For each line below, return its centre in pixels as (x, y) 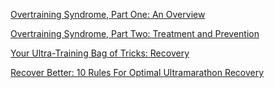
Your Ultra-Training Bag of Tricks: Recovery (100, 53)
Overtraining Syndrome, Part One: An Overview (108, 14)
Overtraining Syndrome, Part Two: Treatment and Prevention (135, 33)
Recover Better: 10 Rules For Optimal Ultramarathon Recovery (137, 72)
